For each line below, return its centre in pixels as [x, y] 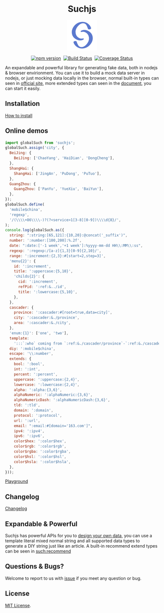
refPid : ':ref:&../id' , [42, 287]
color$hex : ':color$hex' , [40, 441]
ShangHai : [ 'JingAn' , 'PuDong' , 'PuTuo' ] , [58, 174]
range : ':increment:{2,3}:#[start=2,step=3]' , [58, 256]
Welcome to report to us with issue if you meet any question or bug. [73, 578]
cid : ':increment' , [38, 282]
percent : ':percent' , [36, 374]
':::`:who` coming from [38, 343]
